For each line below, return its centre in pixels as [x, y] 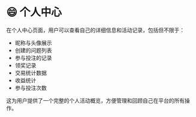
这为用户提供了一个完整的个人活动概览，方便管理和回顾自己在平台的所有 [95, 100]
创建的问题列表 [33, 50]
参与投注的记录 [33, 58]
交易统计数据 [31, 73]
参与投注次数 [31, 88]
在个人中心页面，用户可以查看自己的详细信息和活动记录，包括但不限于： [95, 30]
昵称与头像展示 [33, 43]
